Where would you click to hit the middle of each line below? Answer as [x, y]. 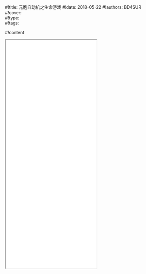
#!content [15, 32]
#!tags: [12, 23]
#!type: [12, 18]
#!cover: [13, 13]
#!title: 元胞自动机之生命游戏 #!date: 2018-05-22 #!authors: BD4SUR [73, 7]
